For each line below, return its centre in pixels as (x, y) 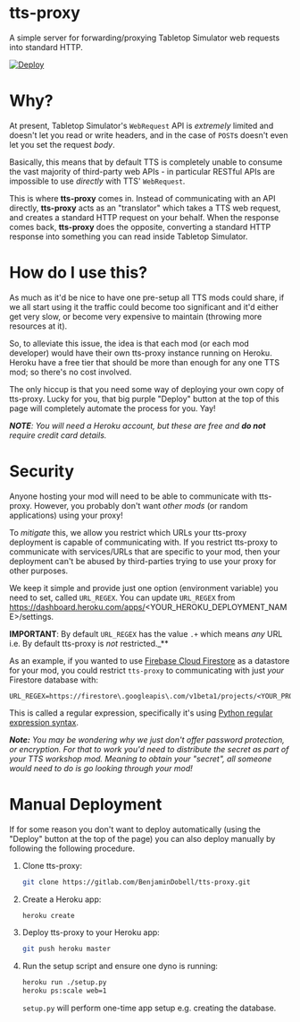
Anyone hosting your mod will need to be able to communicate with (133, 496)
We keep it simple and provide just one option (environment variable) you (144, 588)
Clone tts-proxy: (52, 865)
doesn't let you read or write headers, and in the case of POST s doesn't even (149, 135)
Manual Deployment (86, 804)
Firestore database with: (54, 680)
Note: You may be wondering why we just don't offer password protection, (147, 739)
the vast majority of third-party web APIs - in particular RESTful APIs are (142, 171)
